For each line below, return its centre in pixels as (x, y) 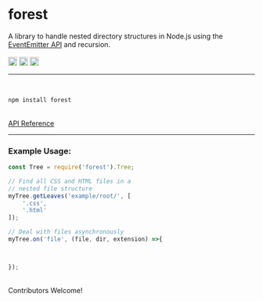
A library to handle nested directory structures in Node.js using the (115, 36)
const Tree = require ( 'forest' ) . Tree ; (71, 167)
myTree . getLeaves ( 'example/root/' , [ (70, 196)
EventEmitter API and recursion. (59, 44)
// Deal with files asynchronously (66, 232)
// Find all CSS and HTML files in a (70, 181)
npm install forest (40, 100)
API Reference (31, 123)
